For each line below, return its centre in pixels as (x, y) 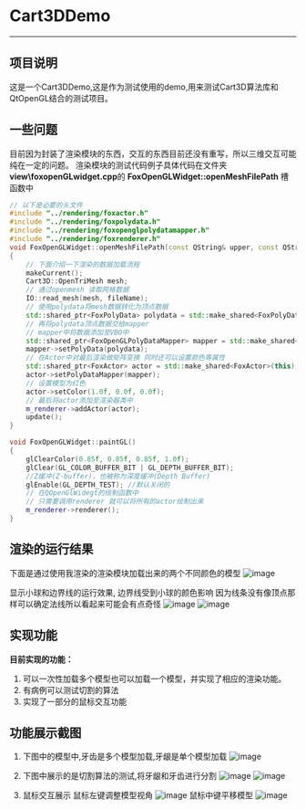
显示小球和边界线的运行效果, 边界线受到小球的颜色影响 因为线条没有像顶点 (148, 592)
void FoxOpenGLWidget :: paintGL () (73, 442)
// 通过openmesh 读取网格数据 (77, 290)
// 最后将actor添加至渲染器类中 (80, 400)
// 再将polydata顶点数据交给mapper (88, 324)
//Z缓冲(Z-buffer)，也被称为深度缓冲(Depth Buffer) (118, 476)
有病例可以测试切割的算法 (71, 689)
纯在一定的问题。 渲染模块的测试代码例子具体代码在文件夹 (118, 164)
